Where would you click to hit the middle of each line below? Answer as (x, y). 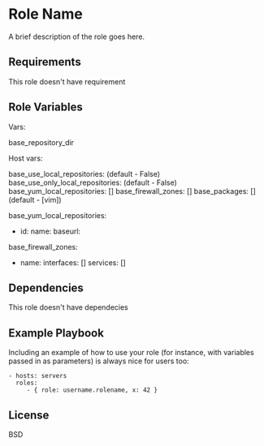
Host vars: (26, 158)
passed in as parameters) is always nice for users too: (99, 361)
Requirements (45, 62)
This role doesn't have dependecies (68, 307)
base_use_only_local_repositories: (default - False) (93, 182)
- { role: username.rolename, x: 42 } (92, 390)
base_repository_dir (41, 142)
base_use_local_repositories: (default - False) (84, 174)
